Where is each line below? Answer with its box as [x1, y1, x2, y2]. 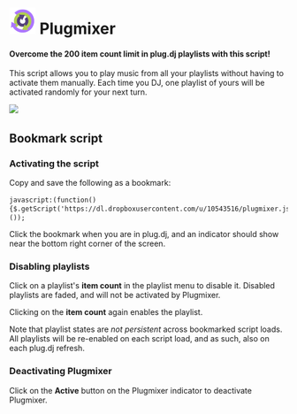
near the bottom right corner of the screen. [9, 238, 166, 249]
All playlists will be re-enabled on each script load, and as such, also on [9, 333, 270, 344]
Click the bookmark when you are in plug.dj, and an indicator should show [9, 229, 279, 240]
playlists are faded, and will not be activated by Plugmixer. [9, 290, 221, 301]
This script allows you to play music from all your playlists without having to [9, 68, 285, 79]
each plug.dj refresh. [9, 343, 86, 354]
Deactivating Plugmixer [9, 365, 112, 378]
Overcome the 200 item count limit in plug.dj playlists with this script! [9, 48, 271, 59]
